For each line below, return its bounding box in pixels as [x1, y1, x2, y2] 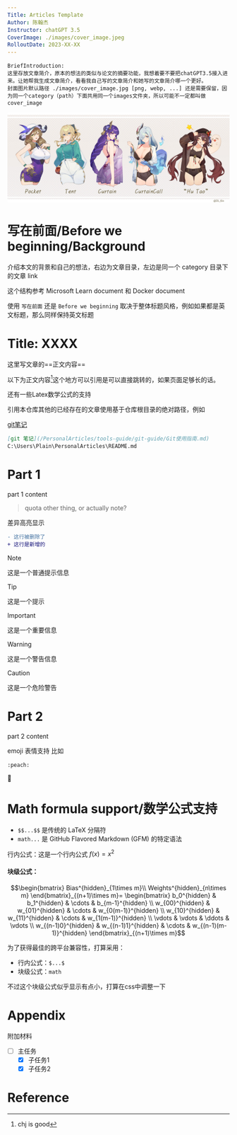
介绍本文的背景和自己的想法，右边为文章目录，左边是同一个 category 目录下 [7, 263, 229, 271]
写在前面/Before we [7, 223, 122, 239]
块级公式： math [17, 967, 62, 976]
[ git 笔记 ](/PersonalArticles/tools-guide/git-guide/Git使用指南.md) [7, 435, 209, 442]
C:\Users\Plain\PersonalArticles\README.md [7, 443, 138, 450]
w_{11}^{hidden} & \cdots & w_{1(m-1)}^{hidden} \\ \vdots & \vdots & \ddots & [7, 914, 230, 922]
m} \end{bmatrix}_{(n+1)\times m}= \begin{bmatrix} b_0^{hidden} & [20, 891, 217, 899]
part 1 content [7, 490, 48, 499]
